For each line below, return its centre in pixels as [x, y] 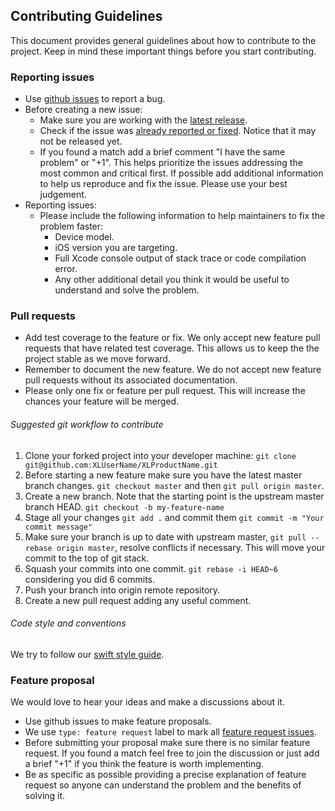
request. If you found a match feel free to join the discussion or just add [172, 753]
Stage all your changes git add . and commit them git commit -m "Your [174, 517]
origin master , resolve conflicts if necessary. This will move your [191, 547]
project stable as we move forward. [97, 359]
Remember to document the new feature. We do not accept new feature [173, 370]
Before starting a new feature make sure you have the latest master [163, 475]
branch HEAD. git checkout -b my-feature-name [124, 506]
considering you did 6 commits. [90, 579]
